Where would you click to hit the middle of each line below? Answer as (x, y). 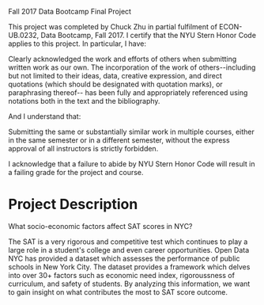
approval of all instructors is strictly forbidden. (83, 149)
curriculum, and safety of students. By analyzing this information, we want (129, 284)
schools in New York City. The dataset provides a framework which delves (129, 267)
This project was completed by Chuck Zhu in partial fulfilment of (113, 27)
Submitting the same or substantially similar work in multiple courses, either (131, 132)
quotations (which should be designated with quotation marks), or (115, 84)
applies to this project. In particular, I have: (77, 44)
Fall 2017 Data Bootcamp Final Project (70, 11)
